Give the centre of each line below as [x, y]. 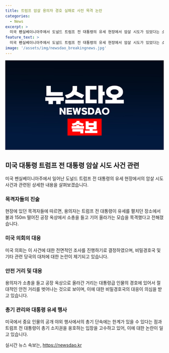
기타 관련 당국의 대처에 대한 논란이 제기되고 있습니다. [57, 256]
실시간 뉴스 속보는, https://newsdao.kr [44, 345]
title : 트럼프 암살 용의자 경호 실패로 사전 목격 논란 [54, 11]
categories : [18, 16]
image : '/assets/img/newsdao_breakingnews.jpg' [56, 48]
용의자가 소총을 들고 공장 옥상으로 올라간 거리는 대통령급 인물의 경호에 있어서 [80, 283]
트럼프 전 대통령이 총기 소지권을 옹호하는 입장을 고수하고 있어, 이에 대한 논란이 [82, 328]
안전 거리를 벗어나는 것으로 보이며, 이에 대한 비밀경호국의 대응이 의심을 [88, 289]
